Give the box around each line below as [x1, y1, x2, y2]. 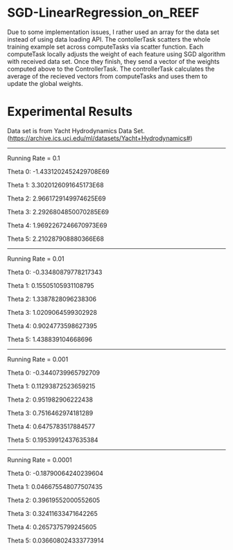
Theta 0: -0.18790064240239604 [7, 469, 104, 477]
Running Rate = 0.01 [7, 255, 64, 263]
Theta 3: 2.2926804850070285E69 [7, 207, 110, 216]
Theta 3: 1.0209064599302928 [7, 308, 97, 316]
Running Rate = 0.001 [7, 355, 69, 363]
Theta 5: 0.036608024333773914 [7, 536, 104, 544]
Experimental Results [7, 104, 133, 119]
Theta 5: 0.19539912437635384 [7, 436, 98, 444]
